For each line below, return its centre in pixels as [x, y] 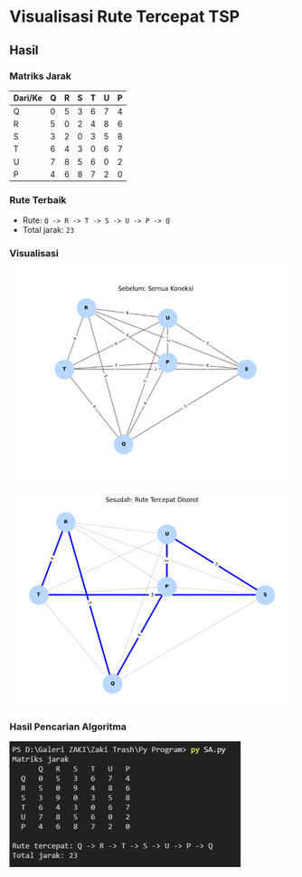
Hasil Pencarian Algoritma [68, 727]
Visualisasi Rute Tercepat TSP [125, 17]
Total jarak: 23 [48, 229]
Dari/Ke [28, 98]
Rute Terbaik [38, 200]
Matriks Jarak [40, 76]
